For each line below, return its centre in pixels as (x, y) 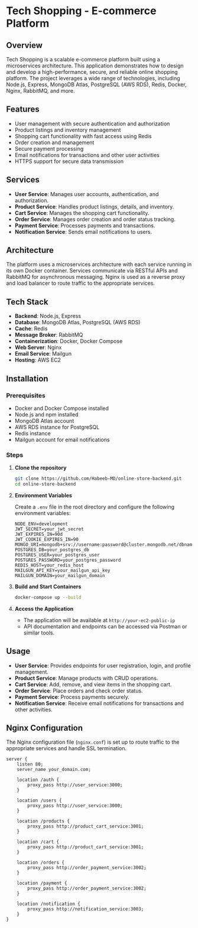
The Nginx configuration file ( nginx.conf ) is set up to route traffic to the (93, 742)
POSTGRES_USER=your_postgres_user (57, 555)
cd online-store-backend (45, 484)
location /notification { (49, 904)
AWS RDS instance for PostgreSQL (57, 427)
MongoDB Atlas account (44, 421)
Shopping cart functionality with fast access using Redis (83, 136)
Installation (27, 378)
